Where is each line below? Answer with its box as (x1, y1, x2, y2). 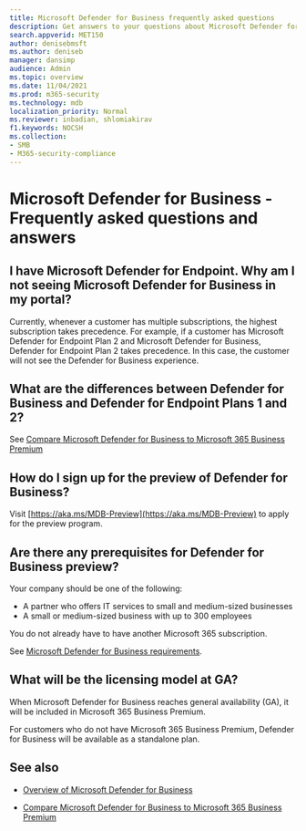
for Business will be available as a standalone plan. (9, 733, 200, 744)
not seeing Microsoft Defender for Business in (9, 277, 276, 293)
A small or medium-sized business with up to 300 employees (22, 610, 252, 621)
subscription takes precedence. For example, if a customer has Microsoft (9, 326, 284, 337)
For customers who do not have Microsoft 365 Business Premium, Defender (9, 723, 294, 734)
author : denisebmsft (9, 38, 88, 48)
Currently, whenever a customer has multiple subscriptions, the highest (9, 316, 278, 327)
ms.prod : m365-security (9, 89, 100, 99)
